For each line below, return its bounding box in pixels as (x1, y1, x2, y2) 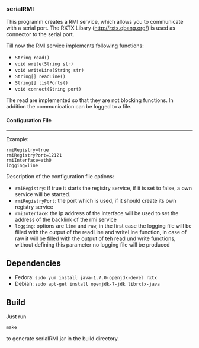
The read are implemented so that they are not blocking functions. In (6, 97, 174, 104)
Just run (6, 313, 27, 320)
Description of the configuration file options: (6, 173, 114, 180)
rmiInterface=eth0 (6, 157, 52, 163)
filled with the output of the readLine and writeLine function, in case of (14, 228, 187, 235)
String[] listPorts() (14, 80, 68, 86)
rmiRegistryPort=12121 (6, 152, 62, 158)
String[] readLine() (14, 74, 66, 80)
